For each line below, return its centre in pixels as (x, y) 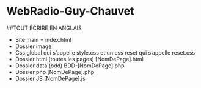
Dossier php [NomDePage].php (55, 72)
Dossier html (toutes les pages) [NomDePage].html (79, 59)
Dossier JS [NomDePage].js (50, 78)
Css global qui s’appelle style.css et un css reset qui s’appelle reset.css (105, 52)
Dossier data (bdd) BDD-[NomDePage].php (70, 66)
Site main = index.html (43, 39)
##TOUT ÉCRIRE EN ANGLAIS (44, 28)
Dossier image (33, 46)
